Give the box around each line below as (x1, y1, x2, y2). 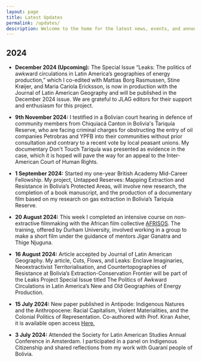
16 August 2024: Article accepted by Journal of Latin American (14, 250, 172, 258)
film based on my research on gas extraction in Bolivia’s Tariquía (14, 196, 173, 203)
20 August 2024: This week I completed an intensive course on (14, 214, 173, 221)
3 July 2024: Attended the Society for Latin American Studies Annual (14, 331, 187, 339)
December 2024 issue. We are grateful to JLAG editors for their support (14, 95, 193, 103)
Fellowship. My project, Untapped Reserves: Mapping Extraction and (14, 176, 184, 184)
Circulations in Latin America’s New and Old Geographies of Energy (14, 283, 181, 290)
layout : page (6, 8, 39, 15)
